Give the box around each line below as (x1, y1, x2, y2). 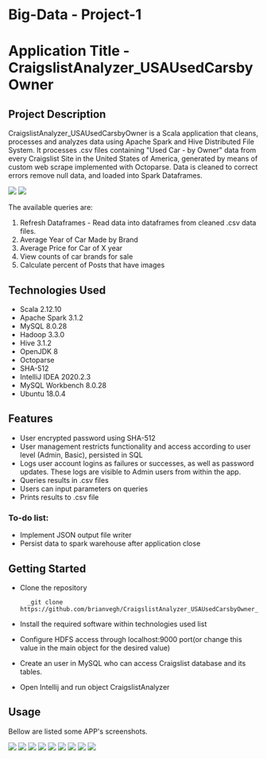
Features (8, 412, 53, 426)
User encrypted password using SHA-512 (19, 433, 157, 442)
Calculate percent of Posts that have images (19, 260, 165, 270)
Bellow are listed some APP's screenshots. (8, 726, 149, 736)
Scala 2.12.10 (19, 305, 62, 313)
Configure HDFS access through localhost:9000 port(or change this (19, 634, 242, 644)
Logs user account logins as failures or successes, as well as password (19, 458, 254, 468)
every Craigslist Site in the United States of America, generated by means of (8, 154, 258, 164)
